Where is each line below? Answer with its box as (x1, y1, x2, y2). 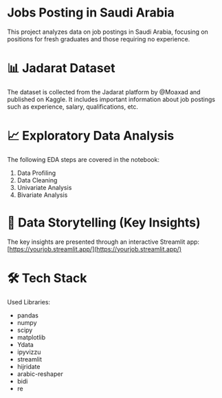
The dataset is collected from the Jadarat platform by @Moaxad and (7, 87, 201, 96)
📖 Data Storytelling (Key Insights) (7, 215, 201, 230)
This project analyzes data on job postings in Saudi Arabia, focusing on (7, 28, 208, 36)
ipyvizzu (16, 348, 41, 356)
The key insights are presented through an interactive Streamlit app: (7, 238, 200, 246)
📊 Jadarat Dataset (7, 61, 115, 76)
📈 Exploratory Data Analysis (7, 128, 175, 144)
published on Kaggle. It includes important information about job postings (7, 95, 215, 103)
